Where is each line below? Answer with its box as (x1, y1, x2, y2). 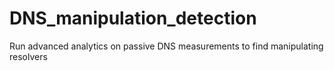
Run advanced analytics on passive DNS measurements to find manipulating (9, 40, 324, 52)
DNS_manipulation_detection (9, 7, 257, 30)
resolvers (9, 50, 48, 62)
